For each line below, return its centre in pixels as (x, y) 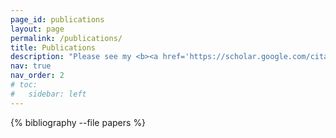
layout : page (37, 29)
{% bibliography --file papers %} (78, 122)
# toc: (24, 85)
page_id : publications (57, 19)
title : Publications (53, 47)
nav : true (31, 66)
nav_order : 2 (37, 76)
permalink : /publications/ (66, 38)
